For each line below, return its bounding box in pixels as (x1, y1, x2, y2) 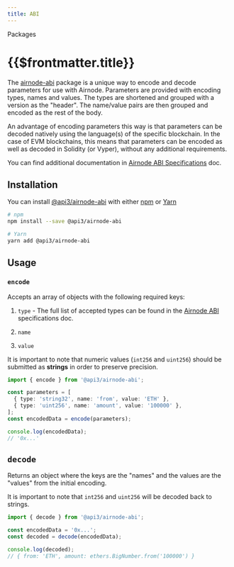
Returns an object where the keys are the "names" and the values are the (7, 471, 221, 480)
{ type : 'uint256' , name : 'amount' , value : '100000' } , (13, 402, 182, 410)
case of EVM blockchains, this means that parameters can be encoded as (7, 137, 223, 145)
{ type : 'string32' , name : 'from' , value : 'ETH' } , (13, 395, 170, 403)
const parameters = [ (7, 389, 72, 396)
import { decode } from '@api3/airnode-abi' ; (7, 514, 144, 521)
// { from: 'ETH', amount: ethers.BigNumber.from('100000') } (7, 552, 195, 560)
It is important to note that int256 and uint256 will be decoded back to (7, 493, 213, 501)
